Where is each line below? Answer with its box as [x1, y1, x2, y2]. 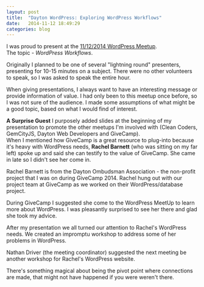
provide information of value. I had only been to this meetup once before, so [6, 92, 197, 100]
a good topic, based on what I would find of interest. [6, 105, 138, 113]
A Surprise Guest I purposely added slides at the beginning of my [6, 117, 172, 125]
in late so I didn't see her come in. [6, 156, 91, 164]
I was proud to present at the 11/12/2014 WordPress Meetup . [6, 43, 157, 50]
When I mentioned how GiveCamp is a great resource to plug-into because [6, 137, 194, 144]
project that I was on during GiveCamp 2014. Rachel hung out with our [6, 175, 183, 182]
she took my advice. [6, 212, 57, 220]
